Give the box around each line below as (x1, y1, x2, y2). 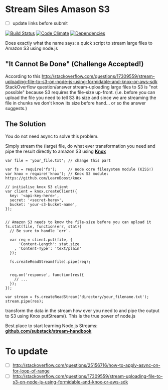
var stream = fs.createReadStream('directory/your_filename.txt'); (5, 294, 149, 300)
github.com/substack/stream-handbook (5, 328, 92, 334)
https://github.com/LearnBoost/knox (5, 175, 82, 180)
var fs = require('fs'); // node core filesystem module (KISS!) (5, 167, 154, 172)
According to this (5, 73, 41, 79)
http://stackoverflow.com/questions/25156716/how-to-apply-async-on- (12, 362, 160, 368)
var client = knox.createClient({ (5, 188, 78, 194)
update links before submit (12, 20, 68, 26)
